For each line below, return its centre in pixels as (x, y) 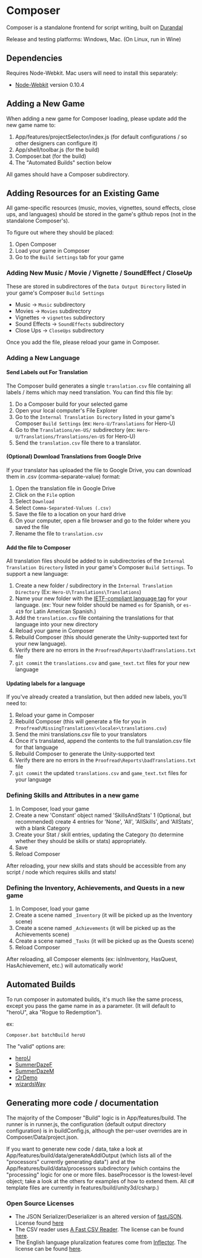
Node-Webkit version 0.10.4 (50, 84)
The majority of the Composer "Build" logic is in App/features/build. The (96, 1118)
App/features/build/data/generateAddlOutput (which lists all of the (89, 1155)
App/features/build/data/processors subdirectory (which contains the (93, 1168)
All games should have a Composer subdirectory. (68, 174)
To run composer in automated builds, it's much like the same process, (95, 999)
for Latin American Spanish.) (61, 612)
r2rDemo (26, 1077)
